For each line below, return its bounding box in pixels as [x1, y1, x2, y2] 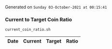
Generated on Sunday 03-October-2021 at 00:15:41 [5, 4, 107, 10]
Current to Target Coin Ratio [5, 16, 72, 23]
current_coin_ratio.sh [5, 27, 51, 32]
